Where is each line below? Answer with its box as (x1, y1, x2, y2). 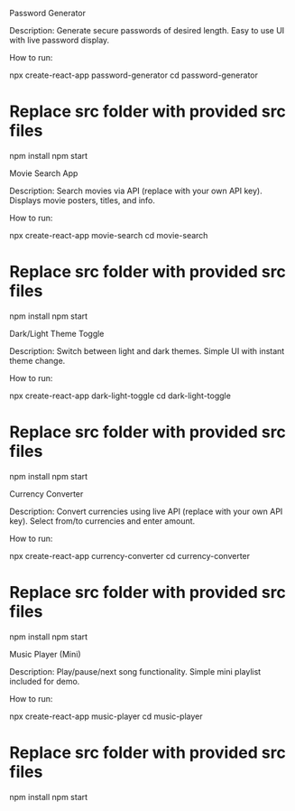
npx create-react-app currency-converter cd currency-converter (9, 550, 251, 561)
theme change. (9, 355, 66, 366)
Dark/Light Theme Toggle (9, 328, 105, 339)
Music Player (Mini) (9, 648, 81, 659)
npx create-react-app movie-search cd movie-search (9, 229, 208, 240)
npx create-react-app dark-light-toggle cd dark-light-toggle (9, 390, 232, 401)
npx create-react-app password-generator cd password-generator (9, 70, 259, 80)
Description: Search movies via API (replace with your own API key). (9, 185, 263, 196)
